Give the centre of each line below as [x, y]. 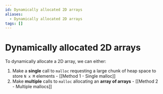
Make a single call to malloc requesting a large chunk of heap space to [84, 71]
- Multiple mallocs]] [32, 87]
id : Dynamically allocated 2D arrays [44, 10]
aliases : [14, 14]
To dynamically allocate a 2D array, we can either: [56, 62]
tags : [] [14, 23]
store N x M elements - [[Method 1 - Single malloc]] [64, 76]
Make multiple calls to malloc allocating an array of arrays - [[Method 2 [85, 81]
